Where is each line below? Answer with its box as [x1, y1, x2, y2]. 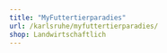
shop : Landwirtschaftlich [9, 30, 106, 39]
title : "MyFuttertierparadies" [9, 13, 127, 22]
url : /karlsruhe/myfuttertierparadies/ [9, 22, 159, 31]
